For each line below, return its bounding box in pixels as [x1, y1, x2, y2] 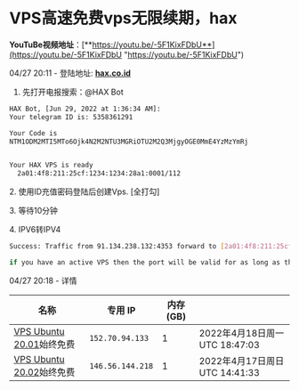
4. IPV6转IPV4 [9, 224, 61, 235]
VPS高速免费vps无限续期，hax [9, 8, 238, 28]
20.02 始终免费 [13, 366, 76, 378]
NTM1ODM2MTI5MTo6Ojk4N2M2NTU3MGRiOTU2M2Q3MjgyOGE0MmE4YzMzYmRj [9, 137, 249, 146]
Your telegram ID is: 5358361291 [9, 112, 133, 121]
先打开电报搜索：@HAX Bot [21, 86, 125, 97]
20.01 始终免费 [13, 337, 76, 350]
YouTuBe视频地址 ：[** [9, 39, 93, 50]
